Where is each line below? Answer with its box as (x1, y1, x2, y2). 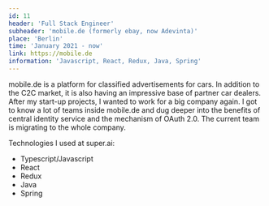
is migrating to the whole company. (8, 122, 126, 132)
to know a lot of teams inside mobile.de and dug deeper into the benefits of (8, 105, 261, 114)
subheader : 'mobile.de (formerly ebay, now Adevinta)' (8, 27, 198, 35)
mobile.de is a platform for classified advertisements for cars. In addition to (8, 79, 260, 89)
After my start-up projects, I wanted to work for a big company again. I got (8, 97, 258, 106)
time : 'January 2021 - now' (8, 42, 104, 50)
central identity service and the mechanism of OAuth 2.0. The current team (8, 114, 260, 123)
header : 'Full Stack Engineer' (8, 19, 115, 28)
